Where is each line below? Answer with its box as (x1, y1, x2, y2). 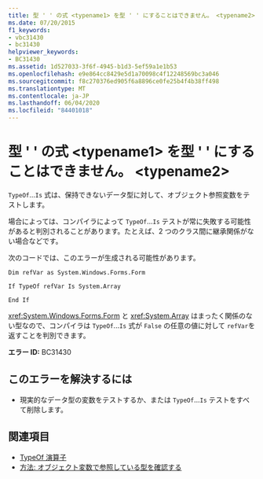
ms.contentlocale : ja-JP (8, 92, 89, 100)
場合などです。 (14, 236, 63, 245)
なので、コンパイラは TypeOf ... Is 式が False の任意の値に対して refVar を (21, 320, 255, 330)
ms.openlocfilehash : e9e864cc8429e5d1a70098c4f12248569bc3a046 (8, 70, 220, 78)
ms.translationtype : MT (8, 84, 86, 93)
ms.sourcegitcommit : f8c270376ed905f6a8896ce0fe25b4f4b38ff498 (8, 77, 220, 85)
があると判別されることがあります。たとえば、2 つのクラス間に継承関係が (8, 226, 247, 236)
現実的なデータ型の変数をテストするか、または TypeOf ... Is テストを (19, 395, 237, 404)
